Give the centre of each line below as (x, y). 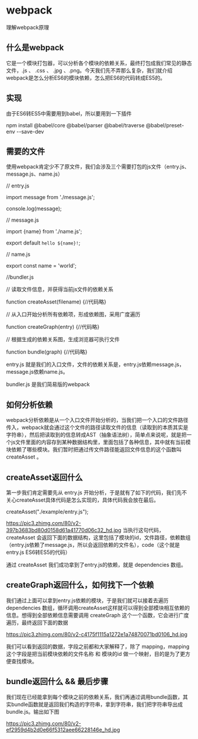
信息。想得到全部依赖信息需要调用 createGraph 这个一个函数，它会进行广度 (98, 615)
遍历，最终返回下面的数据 (37, 622)
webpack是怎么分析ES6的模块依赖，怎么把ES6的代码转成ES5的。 (86, 78)
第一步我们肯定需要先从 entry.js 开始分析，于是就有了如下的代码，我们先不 (97, 492)
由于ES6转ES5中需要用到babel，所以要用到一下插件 (69, 113)
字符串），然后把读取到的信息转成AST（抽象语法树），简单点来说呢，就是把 (96, 435)
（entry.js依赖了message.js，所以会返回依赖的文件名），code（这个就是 (93, 545)
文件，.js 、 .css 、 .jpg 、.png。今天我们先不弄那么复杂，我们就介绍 (89, 70)
